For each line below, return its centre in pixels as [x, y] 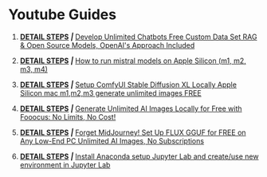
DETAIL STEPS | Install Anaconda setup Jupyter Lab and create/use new [139, 156]
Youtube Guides [63, 15]
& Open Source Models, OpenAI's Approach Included [107, 45]
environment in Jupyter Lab [65, 164]
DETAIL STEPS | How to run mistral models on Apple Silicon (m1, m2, [133, 61]
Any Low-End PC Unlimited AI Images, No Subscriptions [112, 140]
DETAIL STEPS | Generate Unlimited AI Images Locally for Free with [131, 108]
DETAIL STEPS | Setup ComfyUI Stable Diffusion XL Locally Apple [128, 85]
